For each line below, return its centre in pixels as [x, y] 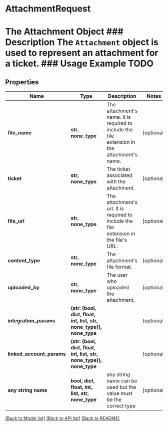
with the [116, 182]
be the [114, 400]
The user [117, 275]
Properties [22, 82]
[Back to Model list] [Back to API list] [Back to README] [62, 418]
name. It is [119, 117]
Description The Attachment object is [82, 42]
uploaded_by [24, 288]
